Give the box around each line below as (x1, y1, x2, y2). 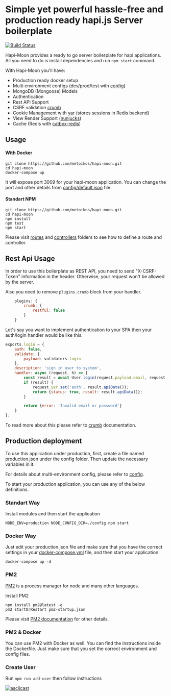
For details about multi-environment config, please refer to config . (5, 471, 144, 477)
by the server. (5, 279, 35, 285)
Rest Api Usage (5, 254, 55, 263)
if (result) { (23, 380, 54, 385)
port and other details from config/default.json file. (5, 184, 112, 190)
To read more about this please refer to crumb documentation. (5, 422, 137, 428)
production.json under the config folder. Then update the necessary (5, 456, 148, 462)
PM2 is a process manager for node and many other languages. (5, 583, 139, 589)
